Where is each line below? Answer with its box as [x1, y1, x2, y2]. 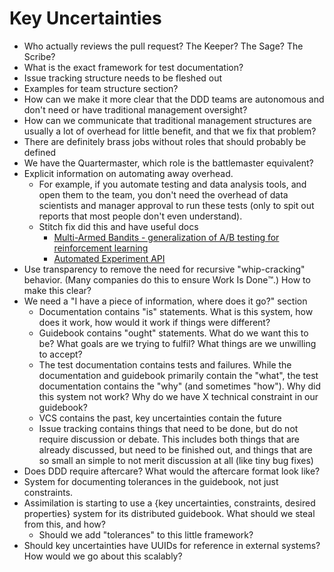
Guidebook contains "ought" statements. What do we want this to [38, 327, 309, 339]
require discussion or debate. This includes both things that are [38, 433, 300, 445]
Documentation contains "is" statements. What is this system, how [38, 305, 314, 317]
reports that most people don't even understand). [38, 210, 243, 222]
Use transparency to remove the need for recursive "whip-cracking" [23, 263, 306, 275]
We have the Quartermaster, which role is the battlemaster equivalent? [23, 157, 314, 169]
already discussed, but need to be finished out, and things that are [38, 443, 313, 456]
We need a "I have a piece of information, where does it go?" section [23, 295, 308, 307]
